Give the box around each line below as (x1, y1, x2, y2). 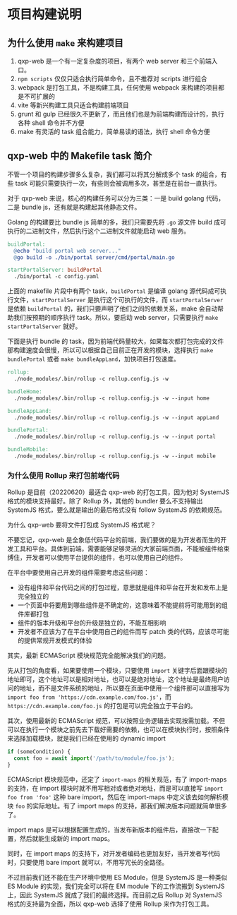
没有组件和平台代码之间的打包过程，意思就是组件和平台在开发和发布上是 (17, 583, 228, 592)
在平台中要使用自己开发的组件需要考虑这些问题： (7, 568, 150, 577)
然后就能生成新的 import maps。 (19, 834, 114, 842)
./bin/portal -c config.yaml (13, 273, 99, 280)
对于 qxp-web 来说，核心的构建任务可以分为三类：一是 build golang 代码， (7, 193, 225, 202)
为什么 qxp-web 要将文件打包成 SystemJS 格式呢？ (7, 520, 157, 530)
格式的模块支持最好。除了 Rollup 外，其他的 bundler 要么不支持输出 (7, 497, 203, 506)
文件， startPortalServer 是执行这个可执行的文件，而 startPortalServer (13, 296, 224, 304)
